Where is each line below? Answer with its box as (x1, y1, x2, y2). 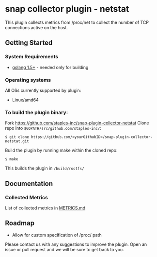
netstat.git (5, 139, 29, 144)
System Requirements (5, 53, 59, 60)
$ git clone (5, 135, 29, 139)
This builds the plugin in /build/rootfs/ (5, 165, 84, 171)
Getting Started (5, 39, 53, 47)
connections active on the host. (5, 24, 68, 30)
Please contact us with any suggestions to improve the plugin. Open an (5, 241, 147, 247)
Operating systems (5, 76, 51, 83)
